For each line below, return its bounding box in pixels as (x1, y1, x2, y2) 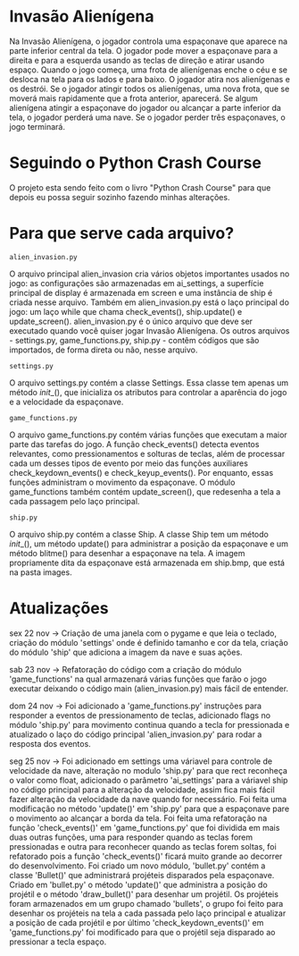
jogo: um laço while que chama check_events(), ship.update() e (9, 306, 243, 317)
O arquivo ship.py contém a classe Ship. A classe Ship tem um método (9, 529, 270, 539)
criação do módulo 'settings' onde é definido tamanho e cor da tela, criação (9, 637, 288, 647)
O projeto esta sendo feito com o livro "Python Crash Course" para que (9, 182, 271, 193)
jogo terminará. (9, 121, 65, 131)
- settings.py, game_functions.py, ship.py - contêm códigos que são (9, 334, 260, 345)
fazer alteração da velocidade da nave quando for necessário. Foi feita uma (9, 793, 287, 804)
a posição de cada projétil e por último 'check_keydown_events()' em (9, 917, 264, 927)
